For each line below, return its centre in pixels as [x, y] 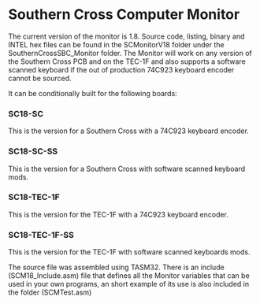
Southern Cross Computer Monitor [124, 15]
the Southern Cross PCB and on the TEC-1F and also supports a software [127, 61]
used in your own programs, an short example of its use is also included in [129, 284]
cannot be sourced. [40, 78]
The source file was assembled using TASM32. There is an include [116, 267]
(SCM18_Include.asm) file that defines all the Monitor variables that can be [129, 276]
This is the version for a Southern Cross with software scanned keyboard [127, 169]
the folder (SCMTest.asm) [50, 292]
